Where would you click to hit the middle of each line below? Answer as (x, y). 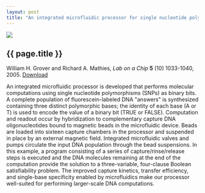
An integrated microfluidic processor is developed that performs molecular (100, 86)
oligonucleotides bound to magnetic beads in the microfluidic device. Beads (102, 125)
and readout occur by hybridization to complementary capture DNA (91, 119)
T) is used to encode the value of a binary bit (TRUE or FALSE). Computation (102, 113)
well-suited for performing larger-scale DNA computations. (80, 184)
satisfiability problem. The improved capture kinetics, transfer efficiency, (97, 170)
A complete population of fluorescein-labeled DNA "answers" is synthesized (103, 100)
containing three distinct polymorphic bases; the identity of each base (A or (101, 106)
